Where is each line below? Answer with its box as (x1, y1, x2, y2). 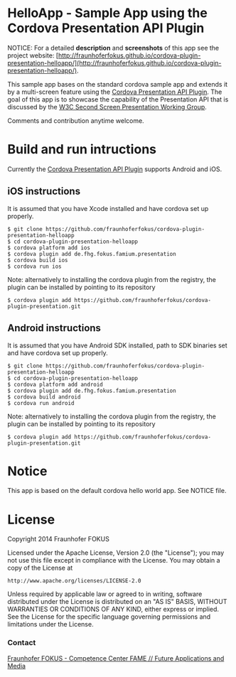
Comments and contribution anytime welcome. (7, 116, 144, 125)
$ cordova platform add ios (7, 244, 91, 251)
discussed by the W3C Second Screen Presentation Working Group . (7, 102, 208, 111)
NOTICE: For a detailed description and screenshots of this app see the (7, 43, 220, 52)
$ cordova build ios (7, 256, 69, 264)
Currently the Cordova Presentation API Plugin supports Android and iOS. (7, 165, 222, 173)
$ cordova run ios (7, 263, 62, 270)
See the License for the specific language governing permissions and (7, 612, 211, 621)
